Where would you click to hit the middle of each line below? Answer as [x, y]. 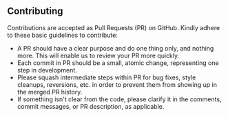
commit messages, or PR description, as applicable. [91, 106]
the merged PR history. [50, 92]
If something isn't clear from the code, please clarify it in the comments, [119, 99]
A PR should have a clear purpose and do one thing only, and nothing [115, 48]
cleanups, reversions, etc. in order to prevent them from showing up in [117, 84]
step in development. [47, 70]
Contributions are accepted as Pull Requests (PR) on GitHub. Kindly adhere [114, 27]
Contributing [35, 11]
